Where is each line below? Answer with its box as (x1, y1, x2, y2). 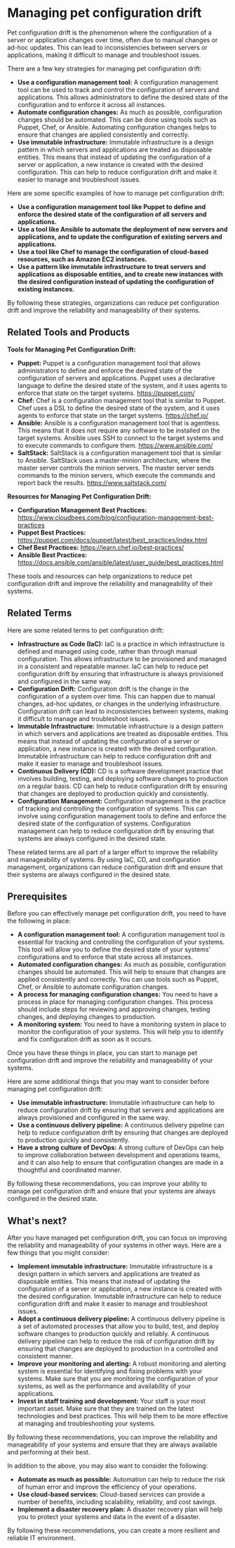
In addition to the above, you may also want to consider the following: (7, 1461, 208, 1470)
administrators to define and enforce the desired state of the (17, 366, 193, 375)
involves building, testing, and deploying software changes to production (17, 774, 228, 782)
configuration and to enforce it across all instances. (17, 100, 166, 108)
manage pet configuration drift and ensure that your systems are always (7, 1187, 216, 1195)
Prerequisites (7, 890, 67, 902)
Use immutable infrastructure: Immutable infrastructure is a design (17, 137, 214, 146)
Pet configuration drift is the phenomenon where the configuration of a (7, 28, 212, 37)
